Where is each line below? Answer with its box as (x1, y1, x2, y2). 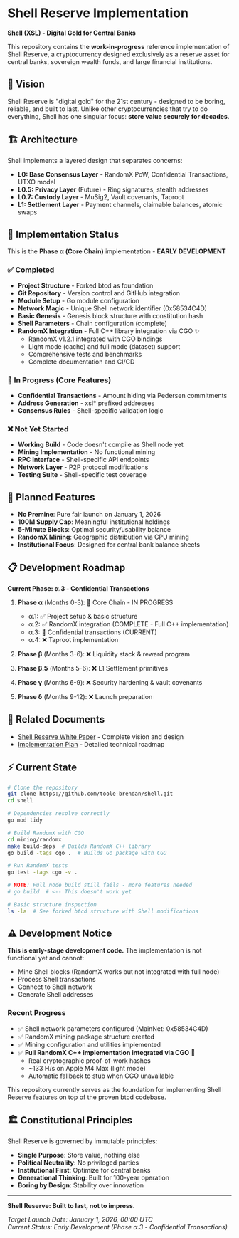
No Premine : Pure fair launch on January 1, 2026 (17, 510, 161, 519)
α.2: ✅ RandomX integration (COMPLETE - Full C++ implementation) (28, 619, 229, 628)
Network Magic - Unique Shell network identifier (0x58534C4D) (17, 304, 208, 313)
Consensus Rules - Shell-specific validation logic (17, 406, 164, 414)
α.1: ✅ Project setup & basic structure (28, 612, 138, 620)
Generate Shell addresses (17, 990, 94, 999)
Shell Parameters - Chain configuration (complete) (17, 319, 167, 327)
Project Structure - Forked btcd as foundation (17, 281, 154, 290)
